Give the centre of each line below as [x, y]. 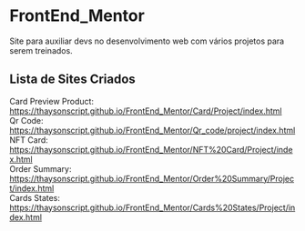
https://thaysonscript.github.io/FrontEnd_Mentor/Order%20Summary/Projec [152, 178]
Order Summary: [41, 168]
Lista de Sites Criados [73, 80]
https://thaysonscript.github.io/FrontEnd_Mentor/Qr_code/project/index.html [152, 130]
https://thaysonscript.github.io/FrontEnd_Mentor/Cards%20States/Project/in [152, 207]
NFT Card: [29, 140]
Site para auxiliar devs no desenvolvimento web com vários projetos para [147, 41]
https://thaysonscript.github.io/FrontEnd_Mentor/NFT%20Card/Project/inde [151, 149]
